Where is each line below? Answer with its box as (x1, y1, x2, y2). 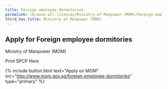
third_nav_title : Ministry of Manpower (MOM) (5, 16, 101, 21)
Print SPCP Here (5, 58, 39, 64)
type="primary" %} (5, 78, 45, 84)
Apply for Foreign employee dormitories (5, 35, 132, 43)
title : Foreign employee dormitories (5, 7, 84, 12)
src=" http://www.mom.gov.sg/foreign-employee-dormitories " (5, 73, 132, 79)
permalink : (5, 12, 28, 17)
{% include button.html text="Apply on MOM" (5, 68, 99, 74)
